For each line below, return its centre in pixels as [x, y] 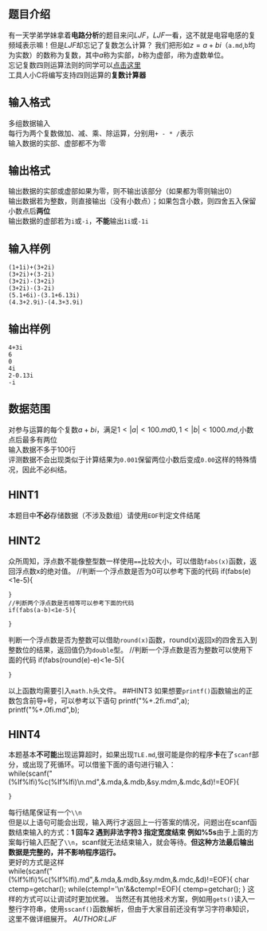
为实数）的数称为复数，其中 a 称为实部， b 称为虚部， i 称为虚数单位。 [118, 55]
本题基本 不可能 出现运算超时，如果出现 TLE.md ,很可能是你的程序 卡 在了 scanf [130, 755]
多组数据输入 [29, 123]
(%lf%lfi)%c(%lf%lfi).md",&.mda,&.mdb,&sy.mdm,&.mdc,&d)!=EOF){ [120, 880]
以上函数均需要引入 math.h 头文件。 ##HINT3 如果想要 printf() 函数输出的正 [131, 690]
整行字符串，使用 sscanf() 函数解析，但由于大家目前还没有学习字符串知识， [131, 909]
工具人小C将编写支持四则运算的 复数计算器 [77, 75]
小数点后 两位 [29, 211]
